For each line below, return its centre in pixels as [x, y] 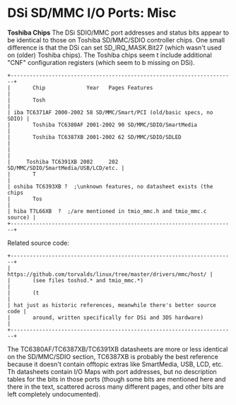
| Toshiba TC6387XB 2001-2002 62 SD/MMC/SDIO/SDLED [94, 137]
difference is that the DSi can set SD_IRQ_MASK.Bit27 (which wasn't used [114, 47]
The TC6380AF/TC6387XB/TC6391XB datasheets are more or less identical [118, 349]
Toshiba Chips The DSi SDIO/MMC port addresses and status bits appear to [118, 32]
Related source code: [38, 243]
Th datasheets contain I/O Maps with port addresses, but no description [112, 371]
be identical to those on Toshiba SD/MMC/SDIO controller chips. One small [116, 40]
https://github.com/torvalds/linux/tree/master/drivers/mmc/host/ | [110, 274]
